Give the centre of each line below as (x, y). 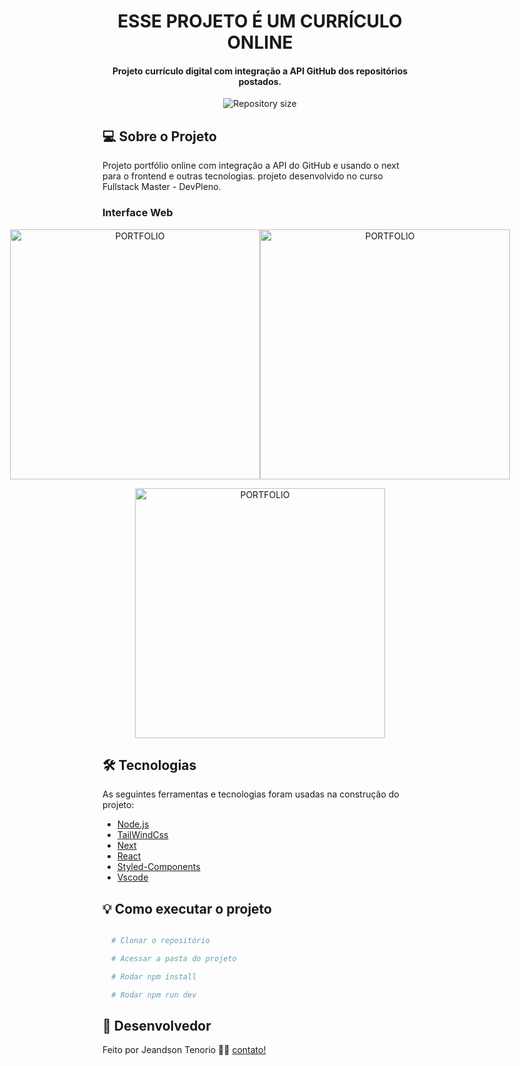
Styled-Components (158, 867)
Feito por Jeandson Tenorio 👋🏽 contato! (184, 1050)
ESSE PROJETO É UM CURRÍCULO (260, 21)
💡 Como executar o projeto (187, 908)
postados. (260, 81)
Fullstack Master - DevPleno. (162, 187)
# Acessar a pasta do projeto (174, 959)
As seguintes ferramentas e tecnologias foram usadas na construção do (251, 794)
